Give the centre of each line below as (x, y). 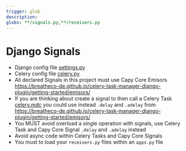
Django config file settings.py (50, 67)
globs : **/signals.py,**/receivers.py (53, 22)
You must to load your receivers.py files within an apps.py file (89, 142)
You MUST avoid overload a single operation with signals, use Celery (97, 123)
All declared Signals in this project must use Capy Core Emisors (91, 80)
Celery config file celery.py (47, 74)
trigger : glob (23, 11)
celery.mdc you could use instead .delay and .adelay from (85, 105)
